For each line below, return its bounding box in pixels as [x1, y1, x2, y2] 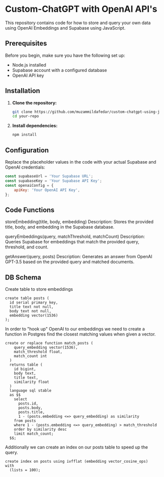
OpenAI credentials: [5, 164, 45, 170]
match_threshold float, [14, 349, 63, 354]
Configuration [5, 146, 49, 154]
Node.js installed [12, 62, 47, 68]
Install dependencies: [12, 123, 58, 129]
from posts [14, 418, 36, 423]
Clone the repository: [12, 100, 57, 105]
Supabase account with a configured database [12, 67, 107, 73]
